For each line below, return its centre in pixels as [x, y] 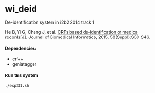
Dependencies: [21, 48]
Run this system [22, 75]
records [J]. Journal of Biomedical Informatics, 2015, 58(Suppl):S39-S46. [78, 37]
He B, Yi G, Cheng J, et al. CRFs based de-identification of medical [72, 32]
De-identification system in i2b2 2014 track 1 [50, 22]
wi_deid [21, 9]
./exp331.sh [17, 86]
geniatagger [24, 64]
